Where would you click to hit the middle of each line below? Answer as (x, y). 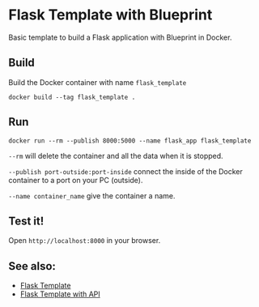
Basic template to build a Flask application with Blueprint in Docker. (120, 37)
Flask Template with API (60, 294)
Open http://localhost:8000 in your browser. (85, 241)
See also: (32, 266)
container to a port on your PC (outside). (76, 180)
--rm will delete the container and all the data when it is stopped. (116, 156)
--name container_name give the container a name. (92, 195)
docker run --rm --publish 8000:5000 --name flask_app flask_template (130, 141)
